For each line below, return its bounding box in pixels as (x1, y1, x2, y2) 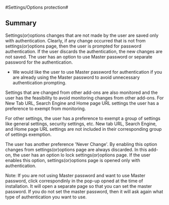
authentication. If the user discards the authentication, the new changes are (5, 48, 163, 55)
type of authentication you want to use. (5, 194, 87, 200)
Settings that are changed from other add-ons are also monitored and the (5, 89, 158, 95)
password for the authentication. (5, 59, 73, 65)
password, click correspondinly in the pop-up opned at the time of (5, 178, 143, 184)
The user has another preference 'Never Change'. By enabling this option (5, 141, 157, 147)
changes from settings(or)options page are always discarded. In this (5, 146, 147, 152)
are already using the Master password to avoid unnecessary (12, 74, 140, 80)
